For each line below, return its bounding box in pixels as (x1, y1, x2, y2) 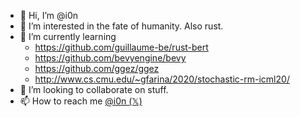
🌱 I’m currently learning (19, 31, 117, 42)
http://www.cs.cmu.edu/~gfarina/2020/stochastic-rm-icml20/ (34, 73, 290, 85)
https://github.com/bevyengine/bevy (34, 52, 187, 64)
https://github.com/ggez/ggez (34, 63, 160, 74)
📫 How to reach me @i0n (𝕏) (19, 95, 143, 107)
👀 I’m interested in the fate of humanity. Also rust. (19, 20, 224, 32)
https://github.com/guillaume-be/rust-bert (34, 41, 209, 53)
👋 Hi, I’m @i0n (19, 10, 79, 21)
